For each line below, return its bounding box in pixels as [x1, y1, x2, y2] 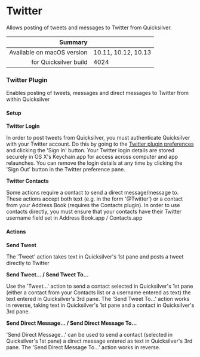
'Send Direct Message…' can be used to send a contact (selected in [6, 331, 173, 338]
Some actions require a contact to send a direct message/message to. [6, 189, 179, 196]
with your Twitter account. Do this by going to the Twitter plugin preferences [6, 140, 194, 147]
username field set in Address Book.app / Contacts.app [6, 214, 143, 221]
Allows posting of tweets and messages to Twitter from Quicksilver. [6, 24, 172, 31]
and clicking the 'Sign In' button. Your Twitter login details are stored [6, 147, 175, 154]
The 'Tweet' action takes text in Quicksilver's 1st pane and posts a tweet [6, 253, 184, 260]
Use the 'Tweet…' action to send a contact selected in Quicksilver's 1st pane [6, 282, 193, 290]
